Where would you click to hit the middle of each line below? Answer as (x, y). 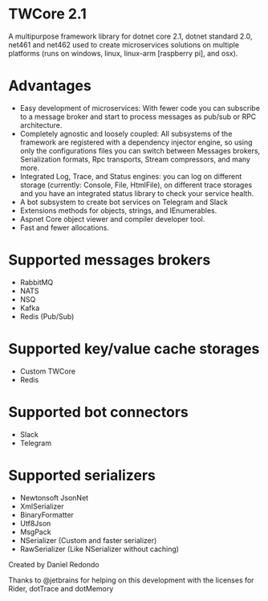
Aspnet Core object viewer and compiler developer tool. (112, 219)
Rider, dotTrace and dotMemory (61, 588)
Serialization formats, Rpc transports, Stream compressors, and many (135, 159)
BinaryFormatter (47, 514)
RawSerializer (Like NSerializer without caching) (99, 549)
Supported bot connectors (98, 412)
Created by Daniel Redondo (54, 564)
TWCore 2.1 (47, 14)
